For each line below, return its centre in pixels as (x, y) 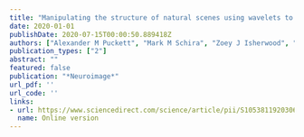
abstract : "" (34, 59)
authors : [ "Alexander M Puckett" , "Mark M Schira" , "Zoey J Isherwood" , (149, 43)
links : (22, 101)
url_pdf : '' (32, 85)
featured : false (40, 68)
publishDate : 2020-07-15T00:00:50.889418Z (90, 34)
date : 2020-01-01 (42, 26)
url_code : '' (34, 93)
